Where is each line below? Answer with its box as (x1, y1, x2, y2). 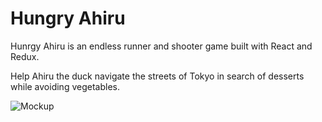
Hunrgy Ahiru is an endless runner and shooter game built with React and (10, 40, 313, 52)
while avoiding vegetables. (10, 80, 120, 92)
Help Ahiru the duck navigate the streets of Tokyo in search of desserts (10, 70, 305, 82)
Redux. (10, 50, 40, 62)
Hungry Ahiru (10, 7, 126, 30)
